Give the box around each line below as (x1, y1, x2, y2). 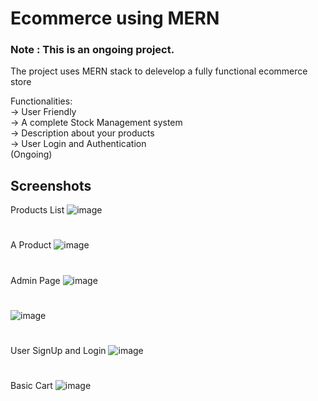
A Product (10, 239, 52, 251)
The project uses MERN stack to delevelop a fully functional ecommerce (10, 65, 308, 77)
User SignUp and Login (10, 345, 107, 357)
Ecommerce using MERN (10, 7, 220, 30)
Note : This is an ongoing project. (10, 43, 175, 57)
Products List (10, 204, 65, 216)
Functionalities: (10, 95, 73, 107)
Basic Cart (10, 380, 53, 392)
